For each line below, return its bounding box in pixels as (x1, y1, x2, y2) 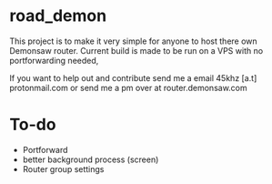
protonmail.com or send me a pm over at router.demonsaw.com (9, 82, 247, 93)
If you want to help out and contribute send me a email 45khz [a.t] (9, 72, 257, 83)
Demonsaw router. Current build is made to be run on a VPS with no (9, 45, 264, 56)
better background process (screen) (22, 154, 159, 165)
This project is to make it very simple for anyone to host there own (9, 36, 257, 46)
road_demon (9, 5, 107, 26)
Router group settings (22, 163, 105, 174)
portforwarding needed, (9, 55, 99, 66)
